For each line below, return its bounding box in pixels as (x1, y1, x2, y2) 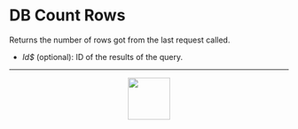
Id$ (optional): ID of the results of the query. (21, 51, 184, 62)
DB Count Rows (9, 5, 126, 26)
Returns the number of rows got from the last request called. (9, 34, 231, 45)
